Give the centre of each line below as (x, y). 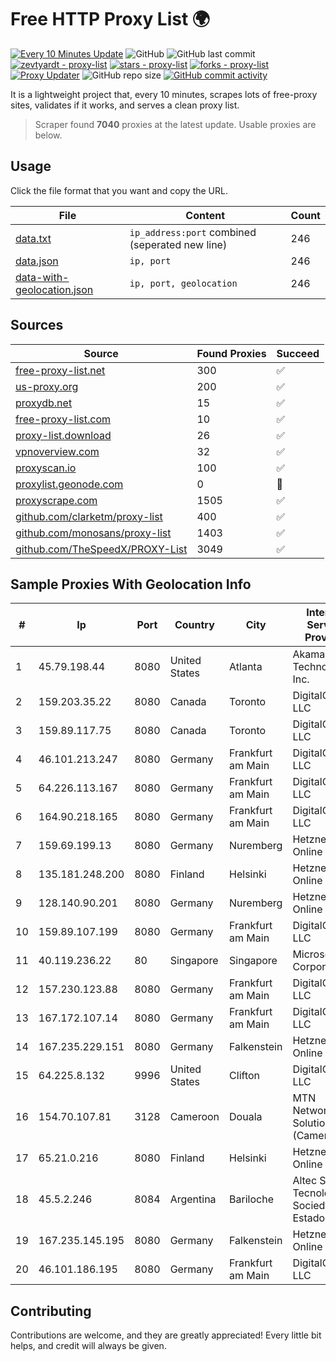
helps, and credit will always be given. (88, 1346)
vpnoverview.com (57, 451)
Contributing (51, 1311)
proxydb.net (44, 403)
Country (194, 625)
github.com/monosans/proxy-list (93, 533)
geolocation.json (54, 289)
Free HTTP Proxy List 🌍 (110, 19)
